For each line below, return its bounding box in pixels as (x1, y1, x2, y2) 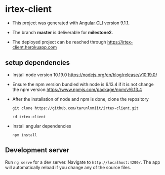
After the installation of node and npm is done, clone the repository (12, 96, 149, 102)
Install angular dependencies (12, 123, 72, 129)
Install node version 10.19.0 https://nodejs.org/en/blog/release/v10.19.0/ (12, 72, 157, 78)
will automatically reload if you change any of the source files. (5, 164, 131, 170)
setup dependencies (5, 58, 70, 67)
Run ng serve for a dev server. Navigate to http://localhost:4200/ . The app (5, 159, 161, 165)
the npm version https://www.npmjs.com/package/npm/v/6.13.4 (12, 87, 142, 92)
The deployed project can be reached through (12, 39, 106, 45)
